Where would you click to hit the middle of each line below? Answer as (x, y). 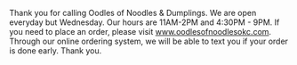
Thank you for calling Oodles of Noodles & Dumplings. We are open (133, 13)
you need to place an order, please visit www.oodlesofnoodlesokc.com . (140, 32)
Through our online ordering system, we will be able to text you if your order (149, 41)
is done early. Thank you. (56, 51)
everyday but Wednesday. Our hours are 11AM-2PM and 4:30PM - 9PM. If (144, 22)
